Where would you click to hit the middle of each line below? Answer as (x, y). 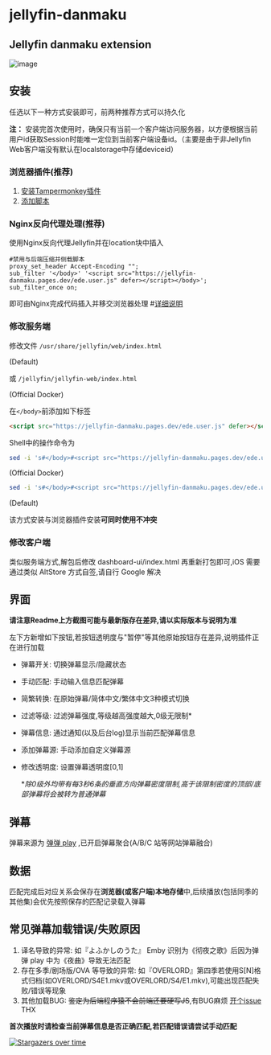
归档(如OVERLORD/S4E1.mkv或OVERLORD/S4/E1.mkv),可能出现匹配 (140, 980)
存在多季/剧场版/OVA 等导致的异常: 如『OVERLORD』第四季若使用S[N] (137, 970)
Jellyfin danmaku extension (80, 45)
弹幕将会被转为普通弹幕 (67, 794)
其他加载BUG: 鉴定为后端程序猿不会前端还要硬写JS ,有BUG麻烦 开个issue (141, 1000)
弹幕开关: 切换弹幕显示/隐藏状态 (74, 664)
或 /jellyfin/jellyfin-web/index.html (73, 378)
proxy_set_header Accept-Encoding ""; (74, 267)
